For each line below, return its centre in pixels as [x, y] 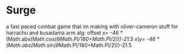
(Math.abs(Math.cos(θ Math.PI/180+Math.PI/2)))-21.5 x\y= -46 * [83, 39]
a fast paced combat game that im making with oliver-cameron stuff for [92, 26]
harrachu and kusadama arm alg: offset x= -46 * [64, 32]
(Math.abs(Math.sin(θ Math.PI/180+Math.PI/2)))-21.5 [69, 45]
